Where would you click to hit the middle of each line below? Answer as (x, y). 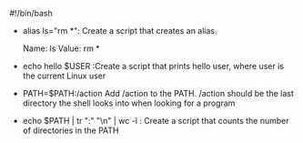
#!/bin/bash (31, 13)
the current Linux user (64, 76)
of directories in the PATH (71, 130)
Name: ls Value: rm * (61, 48)
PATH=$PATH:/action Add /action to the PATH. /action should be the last (158, 93)
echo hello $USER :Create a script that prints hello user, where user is (153, 66)
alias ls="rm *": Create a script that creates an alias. (120, 31)
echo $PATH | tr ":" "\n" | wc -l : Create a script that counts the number (156, 121)
